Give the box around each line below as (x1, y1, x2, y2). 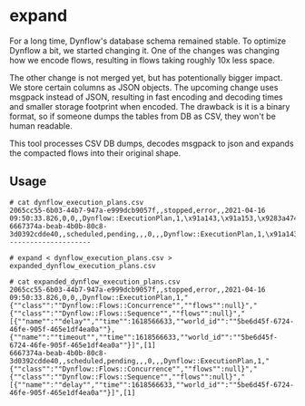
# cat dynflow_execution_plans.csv (9, 198, 144, 207)
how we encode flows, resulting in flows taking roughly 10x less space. (9, 54, 275, 65)
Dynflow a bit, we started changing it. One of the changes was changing (9, 44, 280, 55)
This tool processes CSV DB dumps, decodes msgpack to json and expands (9, 138, 294, 149)
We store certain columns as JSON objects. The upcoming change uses (9, 82, 279, 92)
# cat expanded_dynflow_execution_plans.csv (9, 277, 181, 286)
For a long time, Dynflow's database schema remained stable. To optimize (9, 35, 287, 46)
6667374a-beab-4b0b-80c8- (9, 348, 107, 358)
